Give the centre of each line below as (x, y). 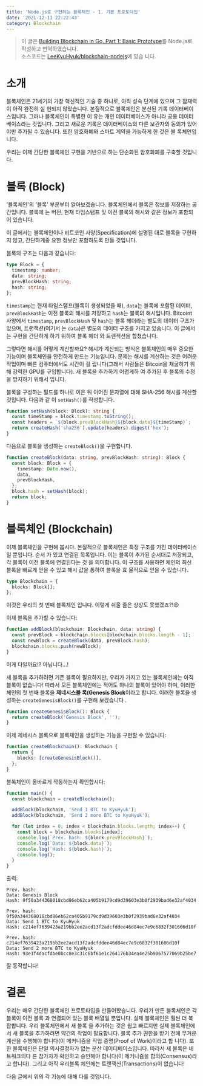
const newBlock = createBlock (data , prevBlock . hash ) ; (81, 641)
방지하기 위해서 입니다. (39, 379)
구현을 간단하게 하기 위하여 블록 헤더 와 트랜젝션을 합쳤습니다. (85, 335)
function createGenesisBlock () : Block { (58, 712)
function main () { (29, 793)
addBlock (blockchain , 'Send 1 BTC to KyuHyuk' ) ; (74, 810)
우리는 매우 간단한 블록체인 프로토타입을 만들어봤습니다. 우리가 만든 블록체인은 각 (102, 1011)
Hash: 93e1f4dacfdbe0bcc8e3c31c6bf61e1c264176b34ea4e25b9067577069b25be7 (101, 954)
